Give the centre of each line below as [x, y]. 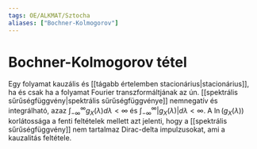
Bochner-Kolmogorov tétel [98, 62]
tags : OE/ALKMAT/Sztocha [49, 15]
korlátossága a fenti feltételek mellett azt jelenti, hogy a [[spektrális [118, 120]
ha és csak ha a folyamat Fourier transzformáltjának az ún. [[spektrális [123, 93]
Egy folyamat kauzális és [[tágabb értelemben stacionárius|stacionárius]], [129, 84]
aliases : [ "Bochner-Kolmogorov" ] [63, 23]
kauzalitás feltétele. [40, 138]
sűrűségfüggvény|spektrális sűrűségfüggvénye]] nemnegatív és [113, 101]
